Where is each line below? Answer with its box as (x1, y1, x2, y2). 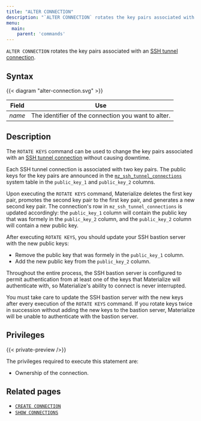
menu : (6, 20, 20, 26)
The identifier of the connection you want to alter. (31, 111, 171, 120)
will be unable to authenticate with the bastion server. (6, 313, 139, 320)
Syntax (6, 71, 34, 81)
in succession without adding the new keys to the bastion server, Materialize (6, 306, 195, 313)
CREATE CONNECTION (14, 404, 61, 410)
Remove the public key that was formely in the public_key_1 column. (14, 251, 185, 258)
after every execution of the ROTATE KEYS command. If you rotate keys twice (6, 300, 193, 307)
